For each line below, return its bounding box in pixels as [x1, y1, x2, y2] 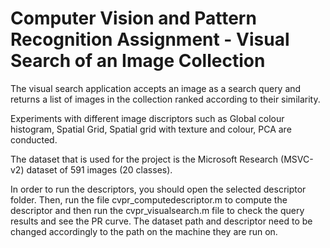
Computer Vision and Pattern [10, 7, 257, 30]
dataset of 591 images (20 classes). [26, 163, 173, 176]
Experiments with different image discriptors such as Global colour [10, 112, 285, 124]
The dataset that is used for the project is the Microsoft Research [10, 153, 279, 165]
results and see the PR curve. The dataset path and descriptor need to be [10, 215, 313, 227]
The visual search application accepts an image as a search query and [10, 82, 302, 94]
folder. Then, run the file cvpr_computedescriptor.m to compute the [10, 193, 288, 206]
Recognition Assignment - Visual [10, 28, 290, 51]
